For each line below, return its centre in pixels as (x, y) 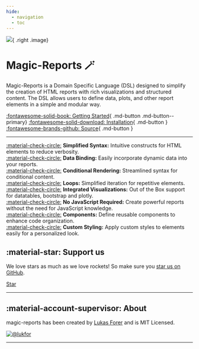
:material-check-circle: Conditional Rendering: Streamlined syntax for (92, 171)
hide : (13, 12)
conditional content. (31, 177)
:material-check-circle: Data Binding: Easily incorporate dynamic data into (97, 158)
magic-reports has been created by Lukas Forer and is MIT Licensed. (91, 322)
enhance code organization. (40, 221)
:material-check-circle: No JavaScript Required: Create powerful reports (95, 202)
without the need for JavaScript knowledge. (60, 208)
